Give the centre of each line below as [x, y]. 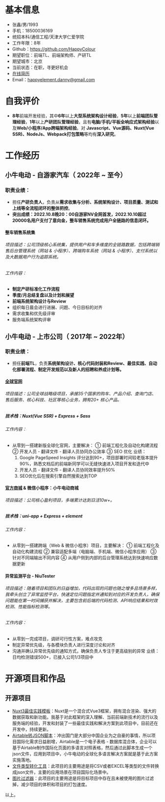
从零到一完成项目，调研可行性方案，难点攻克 [57, 638]
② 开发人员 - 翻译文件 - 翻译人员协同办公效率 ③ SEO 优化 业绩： [79, 451]
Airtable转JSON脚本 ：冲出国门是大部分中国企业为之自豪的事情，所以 [82, 735]
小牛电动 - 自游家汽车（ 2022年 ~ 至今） [66, 175]
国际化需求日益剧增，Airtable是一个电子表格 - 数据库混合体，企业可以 [87, 741]
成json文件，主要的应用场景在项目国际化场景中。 [61, 772]
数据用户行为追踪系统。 [37, 257]
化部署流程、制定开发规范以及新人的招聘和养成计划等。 [68, 369]
